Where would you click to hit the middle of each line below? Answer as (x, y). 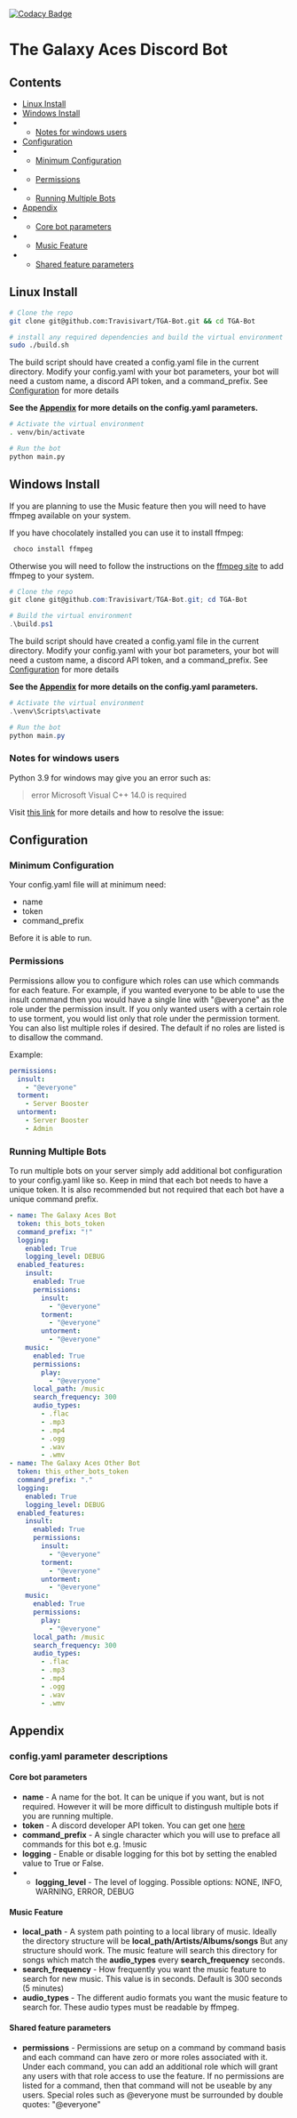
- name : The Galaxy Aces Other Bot (75, 1464)
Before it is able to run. (51, 938)
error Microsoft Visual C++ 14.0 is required (109, 795)
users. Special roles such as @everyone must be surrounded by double (152, 2095)
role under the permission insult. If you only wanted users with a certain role (148, 1008)
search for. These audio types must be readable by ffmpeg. (130, 2007)
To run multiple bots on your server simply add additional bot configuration (146, 1171)
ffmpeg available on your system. (70, 515)
